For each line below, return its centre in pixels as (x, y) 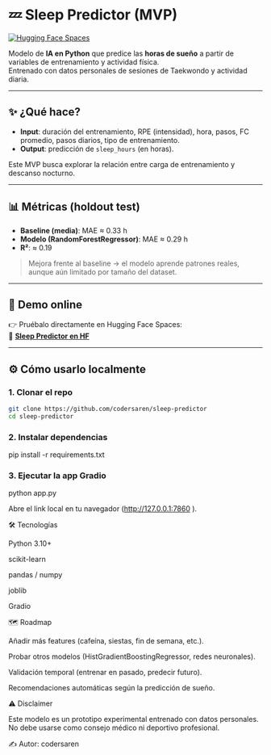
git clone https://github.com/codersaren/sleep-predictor (108, 409)
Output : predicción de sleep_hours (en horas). (97, 149)
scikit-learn (27, 560)
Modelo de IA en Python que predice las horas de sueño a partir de (121, 53)
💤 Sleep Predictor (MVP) (93, 15)
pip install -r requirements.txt (56, 455)
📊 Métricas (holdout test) (74, 207)
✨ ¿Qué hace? (44, 112)
